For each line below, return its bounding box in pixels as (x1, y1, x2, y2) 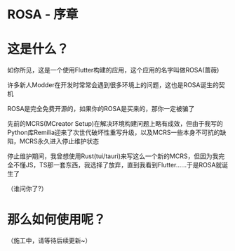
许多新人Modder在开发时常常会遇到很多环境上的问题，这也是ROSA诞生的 (7, 81, 219, 89)
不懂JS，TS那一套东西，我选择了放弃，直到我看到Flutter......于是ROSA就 (13, 161, 222, 169)
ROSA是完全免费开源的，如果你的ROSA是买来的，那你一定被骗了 (7, 105, 195, 113)
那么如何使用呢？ (7, 212, 107, 228)
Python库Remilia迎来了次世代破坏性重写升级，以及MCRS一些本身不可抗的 (7, 128, 220, 137)
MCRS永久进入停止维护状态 (19, 137, 100, 146)
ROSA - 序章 (7, 6, 79, 22)
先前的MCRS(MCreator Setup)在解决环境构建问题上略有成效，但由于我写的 (7, 120, 223, 128)
